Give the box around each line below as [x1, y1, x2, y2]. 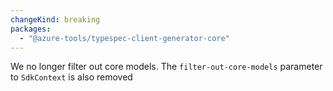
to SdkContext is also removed [10, 71, 133, 83]
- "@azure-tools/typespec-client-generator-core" [19, 33, 230, 43]
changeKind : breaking [10, 14, 101, 25]
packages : [10, 24, 52, 34]
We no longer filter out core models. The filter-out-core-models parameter [10, 61, 323, 73]
